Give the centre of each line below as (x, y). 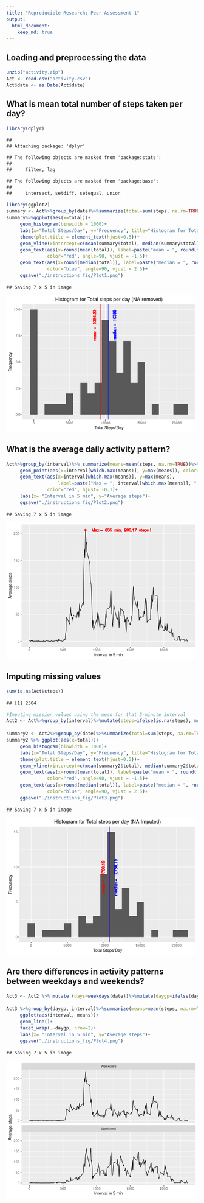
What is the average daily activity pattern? (88, 450)
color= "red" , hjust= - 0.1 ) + (83, 490)
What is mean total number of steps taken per (95, 104)
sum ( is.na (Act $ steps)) (35, 691)
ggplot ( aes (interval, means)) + (59, 1015)
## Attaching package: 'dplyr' (46, 146)
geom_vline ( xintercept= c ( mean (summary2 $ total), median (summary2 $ (104, 766)
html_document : (31, 26)
